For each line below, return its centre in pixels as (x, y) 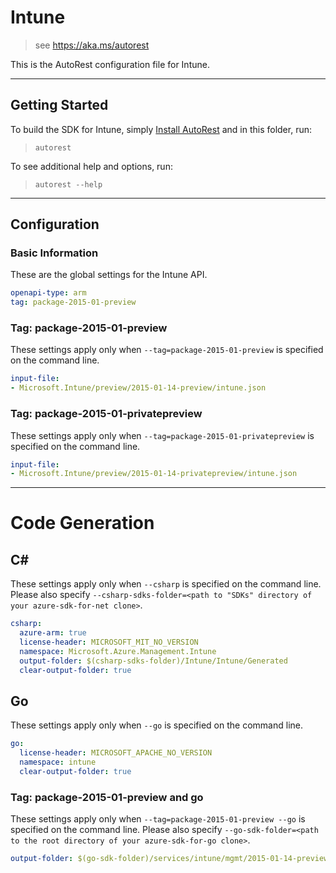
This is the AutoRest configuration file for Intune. (110, 64)
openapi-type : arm (48, 293)
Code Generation (82, 523)
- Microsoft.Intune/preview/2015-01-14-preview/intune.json (138, 388)
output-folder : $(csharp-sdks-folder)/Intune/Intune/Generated (153, 661)
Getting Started (59, 105)
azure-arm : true (53, 633)
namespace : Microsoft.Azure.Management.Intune (118, 651)
